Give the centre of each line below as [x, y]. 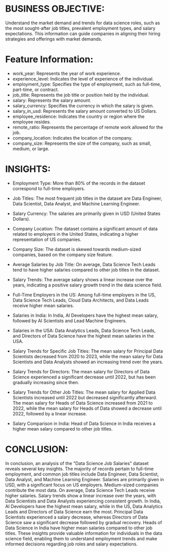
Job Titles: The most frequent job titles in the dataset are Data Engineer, [87, 198]
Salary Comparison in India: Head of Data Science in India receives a [84, 423]
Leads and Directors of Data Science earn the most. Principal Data [74, 512]
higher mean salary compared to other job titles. [63, 429]
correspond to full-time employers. [49, 188]
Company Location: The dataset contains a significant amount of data [85, 229]
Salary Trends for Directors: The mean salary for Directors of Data [81, 371]
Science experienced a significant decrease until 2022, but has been [84, 377]
